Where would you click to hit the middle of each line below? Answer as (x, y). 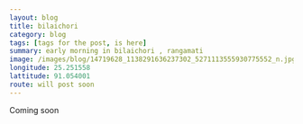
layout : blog (34, 18)
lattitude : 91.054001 (50, 76)
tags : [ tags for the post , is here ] (78, 43)
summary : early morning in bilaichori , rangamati (106, 51)
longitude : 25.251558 (50, 68)
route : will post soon (52, 84)
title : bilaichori (44, 26)
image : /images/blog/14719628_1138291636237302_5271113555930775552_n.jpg (153, 59)
